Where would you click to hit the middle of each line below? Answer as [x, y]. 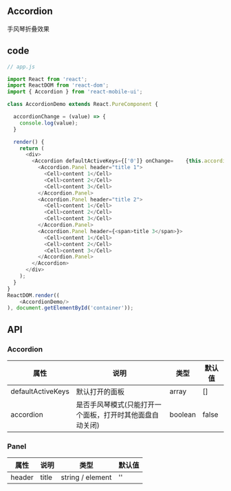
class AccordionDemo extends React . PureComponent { [82, 105]
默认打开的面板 [100, 391]
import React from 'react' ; [47, 79]
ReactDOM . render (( [33, 295]
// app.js [21, 67]
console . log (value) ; [49, 123]
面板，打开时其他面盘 [118, 415]
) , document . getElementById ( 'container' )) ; [70, 308]
